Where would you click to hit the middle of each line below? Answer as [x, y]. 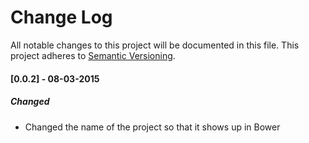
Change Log [61, 17]
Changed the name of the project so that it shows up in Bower [152, 127]
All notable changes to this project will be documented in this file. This [155, 45]
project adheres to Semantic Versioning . [93, 55]
